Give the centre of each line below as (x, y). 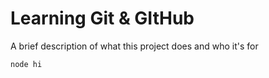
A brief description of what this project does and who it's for (134, 46)
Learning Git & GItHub (102, 18)
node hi (26, 64)
